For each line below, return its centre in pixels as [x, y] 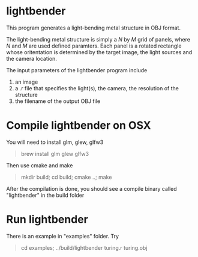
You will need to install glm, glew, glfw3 [55, 142]
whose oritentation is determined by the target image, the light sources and [99, 52]
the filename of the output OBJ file [58, 101]
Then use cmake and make [40, 165]
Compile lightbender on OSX [79, 125]
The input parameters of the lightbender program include [77, 70]
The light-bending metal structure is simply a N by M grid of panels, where [98, 39]
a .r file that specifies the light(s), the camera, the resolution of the [97, 88]
